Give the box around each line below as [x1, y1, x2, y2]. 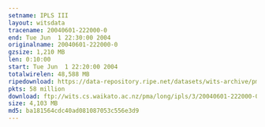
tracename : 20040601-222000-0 [8, 26, 108, 34]
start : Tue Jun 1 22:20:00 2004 [8, 63, 118, 71]
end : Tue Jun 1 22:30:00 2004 [8, 33, 111, 42]
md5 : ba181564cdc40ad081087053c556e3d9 [8, 107, 140, 115]
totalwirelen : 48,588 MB [8, 70, 90, 78]
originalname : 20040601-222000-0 [8, 41, 118, 49]
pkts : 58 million [8, 84, 65, 93]
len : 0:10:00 [8, 56, 51, 64]
